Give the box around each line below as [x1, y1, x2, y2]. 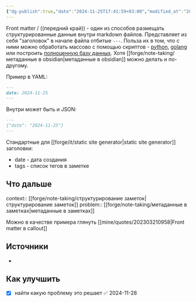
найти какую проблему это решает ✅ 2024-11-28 [14, 290, 137, 297]
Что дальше [6, 179, 52, 189]
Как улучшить [6, 274, 61, 284]
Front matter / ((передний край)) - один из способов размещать [6, 25, 164, 32]
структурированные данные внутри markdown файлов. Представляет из [6, 30, 187, 38]
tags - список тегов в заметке [14, 162, 89, 169]
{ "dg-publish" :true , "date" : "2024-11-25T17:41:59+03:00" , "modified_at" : [6, 8, 184, 15]
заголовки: [6, 144, 33, 152]
